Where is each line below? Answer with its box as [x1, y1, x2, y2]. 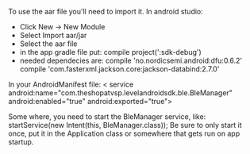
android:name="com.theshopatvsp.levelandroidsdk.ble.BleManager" [8, 88, 233, 98]
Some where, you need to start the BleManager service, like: [8, 112, 206, 121]
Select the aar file [19, 39, 78, 48]
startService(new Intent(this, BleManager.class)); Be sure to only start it [8, 121, 242, 129]
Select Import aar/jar [19, 31, 87, 40]
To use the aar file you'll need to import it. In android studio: [8, 7, 204, 16]
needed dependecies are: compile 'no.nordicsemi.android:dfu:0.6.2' [19, 56, 243, 65]
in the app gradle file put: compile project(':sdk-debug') [19, 48, 202, 56]
